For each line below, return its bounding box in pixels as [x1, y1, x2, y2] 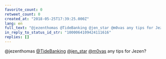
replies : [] [4, 35, 29, 40]
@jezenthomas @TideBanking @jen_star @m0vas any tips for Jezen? [4, 48, 147, 54]
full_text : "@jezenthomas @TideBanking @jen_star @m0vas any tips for [4, 26, 154, 30]
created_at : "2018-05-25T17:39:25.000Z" [4, 16, 90, 21]
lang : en [4, 21, 23, 26]
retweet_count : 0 [4, 12, 41, 17]
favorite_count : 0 [4, 7, 43, 12]
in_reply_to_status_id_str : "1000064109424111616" [4, 30, 111, 35]
